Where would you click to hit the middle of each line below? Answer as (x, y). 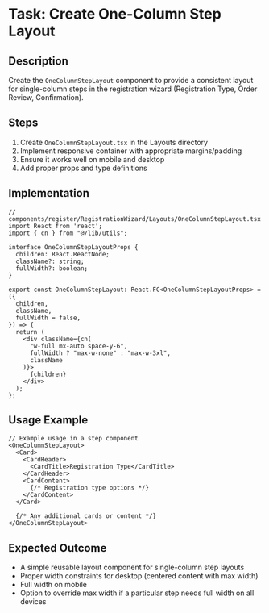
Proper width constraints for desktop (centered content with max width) (139, 576)
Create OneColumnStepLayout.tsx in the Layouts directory (114, 142)
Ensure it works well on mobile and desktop (92, 159)
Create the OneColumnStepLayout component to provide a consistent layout (131, 80)
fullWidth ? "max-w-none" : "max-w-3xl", (100, 353)
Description (38, 61)
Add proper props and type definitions (83, 168)
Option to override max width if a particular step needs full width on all (137, 593)
